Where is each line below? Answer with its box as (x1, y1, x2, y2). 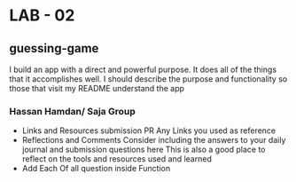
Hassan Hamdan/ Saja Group (9, 105, 136, 117)
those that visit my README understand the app (9, 83, 184, 93)
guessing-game (9, 41, 99, 56)
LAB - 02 (9, 5, 75, 26)
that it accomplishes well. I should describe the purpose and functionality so (9, 74, 288, 84)
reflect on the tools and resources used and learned (21, 154, 213, 164)
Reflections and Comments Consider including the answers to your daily (21, 135, 286, 146)
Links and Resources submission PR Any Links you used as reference (21, 125, 277, 136)
